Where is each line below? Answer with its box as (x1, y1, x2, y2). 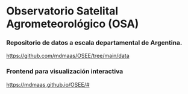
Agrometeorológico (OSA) (6, 17, 139, 31)
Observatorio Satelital (6, 4, 119, 18)
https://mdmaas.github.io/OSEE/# (6, 81, 90, 88)
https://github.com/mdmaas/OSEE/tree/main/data (6, 52, 130, 60)
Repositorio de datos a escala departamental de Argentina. (6, 39, 183, 47)
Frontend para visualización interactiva (6, 67, 124, 76)
